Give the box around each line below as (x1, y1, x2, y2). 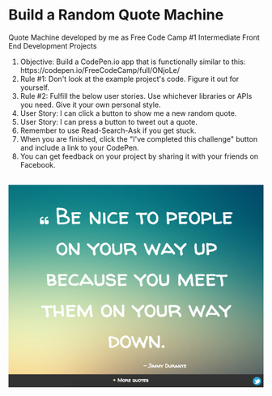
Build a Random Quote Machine (8, 6, 224, 24)
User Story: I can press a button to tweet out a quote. (19, 117, 198, 126)
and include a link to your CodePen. (19, 143, 139, 152)
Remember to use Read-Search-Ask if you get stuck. (19, 126, 197, 135)
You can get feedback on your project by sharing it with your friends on (19, 151, 259, 161)
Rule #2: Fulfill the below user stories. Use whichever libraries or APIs (19, 91, 253, 100)
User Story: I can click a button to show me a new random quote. (19, 108, 237, 118)
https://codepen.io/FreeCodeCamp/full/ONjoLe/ (19, 65, 181, 75)
